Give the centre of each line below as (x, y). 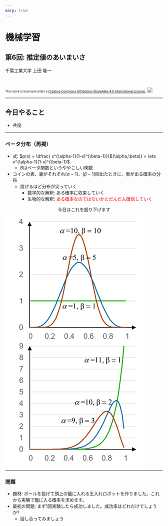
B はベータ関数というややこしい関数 (56, 167)
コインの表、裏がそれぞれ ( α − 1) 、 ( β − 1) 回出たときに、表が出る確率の (84, 174)
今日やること (25, 112)
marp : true (16, 10)
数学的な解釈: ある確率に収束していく (66, 192)
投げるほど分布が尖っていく (48, 186)
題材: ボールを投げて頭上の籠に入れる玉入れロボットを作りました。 (81, 494)
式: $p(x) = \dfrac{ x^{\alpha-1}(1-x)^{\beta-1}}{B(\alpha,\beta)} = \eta (84, 156)
